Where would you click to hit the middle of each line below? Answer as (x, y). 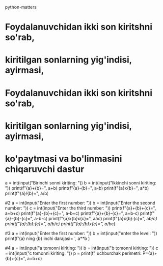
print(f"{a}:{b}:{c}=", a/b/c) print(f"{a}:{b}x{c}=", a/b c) (60, 224)
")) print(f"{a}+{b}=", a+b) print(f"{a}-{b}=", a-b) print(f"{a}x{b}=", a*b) (77, 188)
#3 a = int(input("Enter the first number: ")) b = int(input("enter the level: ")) (81, 233)
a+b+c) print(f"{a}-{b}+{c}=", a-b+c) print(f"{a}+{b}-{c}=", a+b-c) (72, 213)
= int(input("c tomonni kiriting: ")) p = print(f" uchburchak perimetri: (73, 253)
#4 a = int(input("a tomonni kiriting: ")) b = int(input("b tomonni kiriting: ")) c (82, 248)
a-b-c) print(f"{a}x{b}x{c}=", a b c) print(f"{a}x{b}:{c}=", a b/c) (95, 218)
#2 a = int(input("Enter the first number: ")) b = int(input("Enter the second (80, 203)
